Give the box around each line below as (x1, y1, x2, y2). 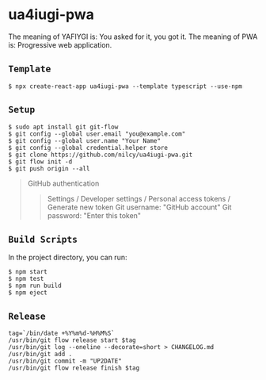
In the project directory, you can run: (8, 252, 127, 263)
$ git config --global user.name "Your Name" (8, 136, 161, 144)
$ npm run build (8, 282, 62, 290)
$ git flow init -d (8, 157, 73, 166)
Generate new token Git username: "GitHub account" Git (47, 202, 232, 212)
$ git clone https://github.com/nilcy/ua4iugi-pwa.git (8, 151, 193, 159)
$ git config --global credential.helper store (8, 144, 169, 152)
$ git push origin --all (8, 164, 90, 172)
